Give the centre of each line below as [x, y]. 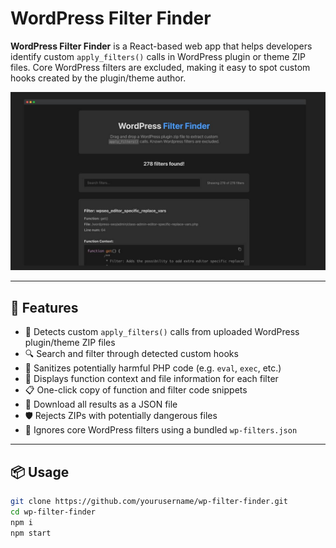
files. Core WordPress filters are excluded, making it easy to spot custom [160, 67]
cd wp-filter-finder [53, 512]
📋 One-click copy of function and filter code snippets [136, 390]
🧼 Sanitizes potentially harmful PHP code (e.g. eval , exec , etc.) [153, 368]
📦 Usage [40, 472]
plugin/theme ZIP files [70, 343]
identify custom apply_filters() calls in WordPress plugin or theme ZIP [158, 56]
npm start [31, 533]
